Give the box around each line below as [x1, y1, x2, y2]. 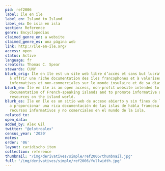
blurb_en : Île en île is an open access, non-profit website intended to [5, 85, 160, 90]
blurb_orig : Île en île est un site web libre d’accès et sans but [5, 71, 146, 76]
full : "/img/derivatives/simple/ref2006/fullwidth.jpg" [5, 158, 122, 163]
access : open [5, 48, 32, 53]
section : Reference [5, 26, 45, 31]
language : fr [5, 58, 32, 63]
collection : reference [5, 149, 52, 154]
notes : [5, 136, 19, 140]
